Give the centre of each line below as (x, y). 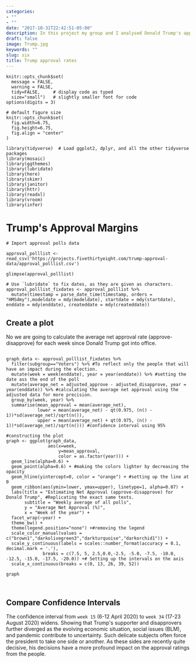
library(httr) (23, 189)
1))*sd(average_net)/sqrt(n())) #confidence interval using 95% (86, 426)
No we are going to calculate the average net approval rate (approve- (90, 337)
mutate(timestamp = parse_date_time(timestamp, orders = (82, 295)
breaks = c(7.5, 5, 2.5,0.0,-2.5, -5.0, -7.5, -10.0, (109, 554)
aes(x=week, (62, 446)
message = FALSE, (32, 82)
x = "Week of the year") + (57, 513)
